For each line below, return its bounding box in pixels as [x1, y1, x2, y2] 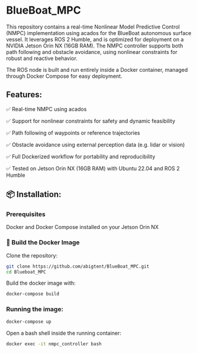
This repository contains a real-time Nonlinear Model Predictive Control [6, 23, 180, 30]
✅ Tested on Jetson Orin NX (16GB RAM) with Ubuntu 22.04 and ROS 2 [6, 164, 180, 172]
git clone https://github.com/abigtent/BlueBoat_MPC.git [6, 263, 150, 269]
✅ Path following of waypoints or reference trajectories [6, 129, 140, 136]
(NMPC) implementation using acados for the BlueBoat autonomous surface [6, 29, 192, 36]
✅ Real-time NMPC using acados [6, 105, 87, 113]
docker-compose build [6, 291, 60, 297]
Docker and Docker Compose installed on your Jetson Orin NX [6, 224, 159, 231]
